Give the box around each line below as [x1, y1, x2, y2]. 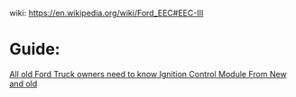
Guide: [9, 40, 60, 59]
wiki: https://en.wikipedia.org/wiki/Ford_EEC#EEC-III [9, 8, 204, 18]
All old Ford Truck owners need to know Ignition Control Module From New [9, 68, 287, 79]
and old [9, 78, 38, 89]
